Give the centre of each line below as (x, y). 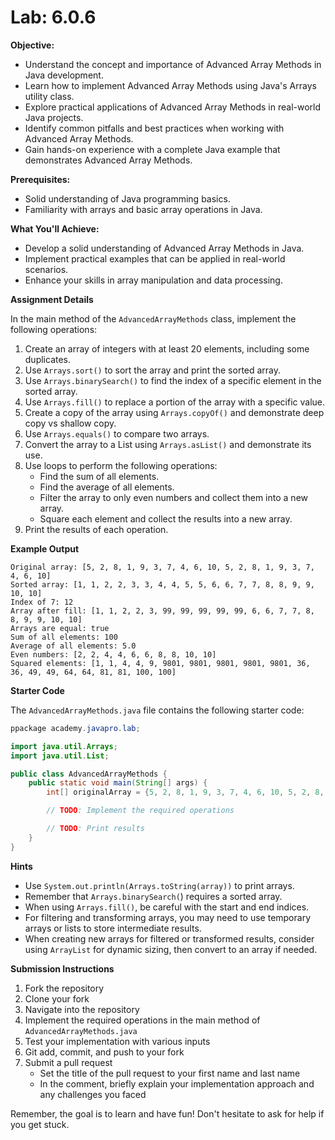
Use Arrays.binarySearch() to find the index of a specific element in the (173, 380)
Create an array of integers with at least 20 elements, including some (167, 348)
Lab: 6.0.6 (53, 17)
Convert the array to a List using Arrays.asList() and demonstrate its (168, 444)
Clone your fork (57, 998)
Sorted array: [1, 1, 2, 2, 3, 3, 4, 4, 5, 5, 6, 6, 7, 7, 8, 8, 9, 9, (162, 584)
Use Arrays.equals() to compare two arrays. (117, 433)
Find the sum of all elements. (99, 476)
